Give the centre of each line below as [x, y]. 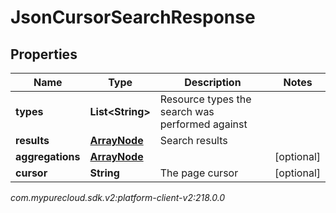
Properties [44, 54]
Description [213, 82]
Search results [193, 140]
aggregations [48, 156]
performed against [203, 124]
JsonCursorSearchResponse [133, 17]
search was [187, 111]
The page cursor [199, 173]
